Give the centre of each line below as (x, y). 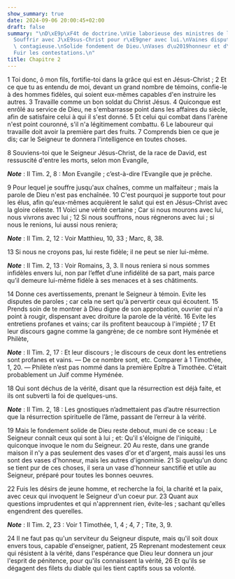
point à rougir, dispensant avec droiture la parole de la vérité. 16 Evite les (112, 316)
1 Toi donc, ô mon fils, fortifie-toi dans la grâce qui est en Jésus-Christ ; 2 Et (117, 79)
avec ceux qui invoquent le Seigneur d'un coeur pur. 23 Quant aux (103, 496)
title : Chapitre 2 (34, 60)
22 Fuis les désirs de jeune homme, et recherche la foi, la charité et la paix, (115, 488)
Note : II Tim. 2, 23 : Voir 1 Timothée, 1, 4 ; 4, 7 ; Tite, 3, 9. (90, 524)
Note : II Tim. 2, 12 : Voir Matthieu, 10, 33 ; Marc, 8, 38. (86, 238)
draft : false (26, 27)
